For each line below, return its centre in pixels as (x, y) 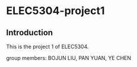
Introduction (30, 33)
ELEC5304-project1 (55, 11)
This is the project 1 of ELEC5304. (47, 46)
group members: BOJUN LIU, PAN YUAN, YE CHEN (69, 58)
